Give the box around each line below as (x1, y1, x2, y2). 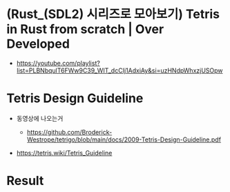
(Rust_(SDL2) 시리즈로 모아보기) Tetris (6, 6, 220, 22)
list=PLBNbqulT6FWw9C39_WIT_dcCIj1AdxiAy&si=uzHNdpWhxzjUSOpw (16, 66, 223, 75)
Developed (6, 36, 70, 52)
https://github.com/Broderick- (26, 128, 113, 136)
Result (6, 173, 44, 189)
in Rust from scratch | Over (6, 21, 164, 37)
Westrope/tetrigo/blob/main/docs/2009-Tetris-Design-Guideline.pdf (26, 135, 222, 144)
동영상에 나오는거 (16, 114, 64, 122)
